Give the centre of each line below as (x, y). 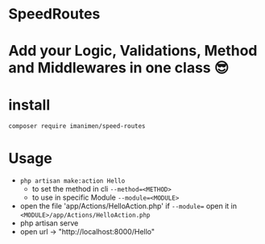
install (29, 105)
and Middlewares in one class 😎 (119, 68)
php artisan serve (49, 223)
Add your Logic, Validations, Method (133, 51)
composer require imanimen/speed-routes (77, 126)
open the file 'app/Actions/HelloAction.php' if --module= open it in (128, 206)
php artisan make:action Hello (72, 181)
